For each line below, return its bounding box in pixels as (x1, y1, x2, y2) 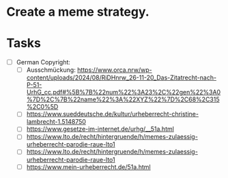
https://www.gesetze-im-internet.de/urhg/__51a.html (26, 125, 175, 133)
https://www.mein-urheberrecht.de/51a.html (26, 162, 151, 171)
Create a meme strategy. (6, 4, 149, 20)
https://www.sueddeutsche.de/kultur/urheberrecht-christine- (26, 110, 199, 118)
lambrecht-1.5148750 (26, 118, 87, 126)
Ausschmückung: (26, 66, 76, 74)
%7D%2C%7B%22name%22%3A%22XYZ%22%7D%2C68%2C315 (26, 95, 220, 103)
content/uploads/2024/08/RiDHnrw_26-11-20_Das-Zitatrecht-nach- (26, 73, 216, 82)
